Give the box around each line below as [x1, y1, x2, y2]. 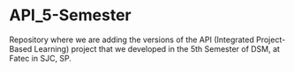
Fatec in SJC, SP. [9, 53, 72, 63]
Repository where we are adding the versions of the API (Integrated [9, 34, 254, 45]
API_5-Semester [9, 5, 132, 25]
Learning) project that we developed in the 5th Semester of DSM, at [34, 43, 281, 54]
